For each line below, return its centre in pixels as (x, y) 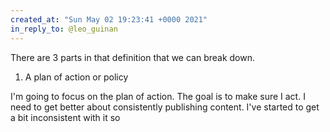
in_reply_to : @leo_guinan (64, 29)
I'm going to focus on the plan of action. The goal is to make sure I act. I (158, 96)
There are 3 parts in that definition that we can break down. (133, 57)
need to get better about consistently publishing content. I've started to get (165, 107)
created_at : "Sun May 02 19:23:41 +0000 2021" (109, 19)
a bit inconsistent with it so (65, 117)
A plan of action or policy (76, 77)
